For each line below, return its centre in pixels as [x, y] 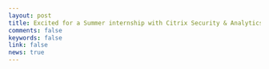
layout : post [30, 15]
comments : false [35, 30]
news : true [26, 52]
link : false [28, 45]
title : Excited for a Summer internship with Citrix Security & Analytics [136, 23]
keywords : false [35, 38]
